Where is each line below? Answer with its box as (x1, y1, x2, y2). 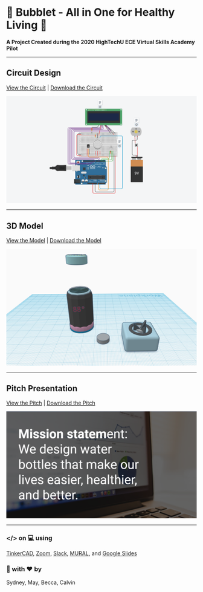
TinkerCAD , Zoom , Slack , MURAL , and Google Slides (6, 550, 137, 557)
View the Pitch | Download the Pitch (6, 399, 95, 406)
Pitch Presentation (6, 383, 78, 394)
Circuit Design (6, 68, 62, 78)
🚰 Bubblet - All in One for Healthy (6, 5, 175, 19)
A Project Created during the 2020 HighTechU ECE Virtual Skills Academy (6, 38, 195, 45)
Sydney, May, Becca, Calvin (6, 579, 76, 586)
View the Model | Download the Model (6, 237, 101, 244)
